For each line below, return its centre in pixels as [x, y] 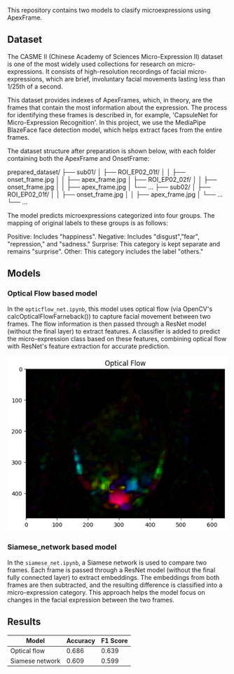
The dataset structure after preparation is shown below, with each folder [111, 151]
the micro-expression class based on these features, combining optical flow [117, 338]
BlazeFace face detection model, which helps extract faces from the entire [115, 130]
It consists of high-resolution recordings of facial [116, 71]
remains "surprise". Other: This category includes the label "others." [105, 251]
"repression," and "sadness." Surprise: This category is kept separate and [114, 244]
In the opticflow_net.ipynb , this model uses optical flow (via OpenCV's [110, 309]
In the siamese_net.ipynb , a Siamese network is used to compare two [107, 562]
